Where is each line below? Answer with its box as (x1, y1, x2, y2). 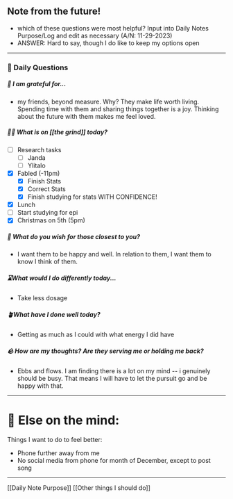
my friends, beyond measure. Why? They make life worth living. (17, 97, 200, 106)
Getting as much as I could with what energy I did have (17, 330, 175, 339)
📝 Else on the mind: (7, 413, 120, 428)
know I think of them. (17, 257, 78, 266)
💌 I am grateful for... (7, 80, 67, 88)
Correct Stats (27, 184, 66, 193)
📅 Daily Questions (7, 63, 69, 72)
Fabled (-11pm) (17, 169, 60, 177)
